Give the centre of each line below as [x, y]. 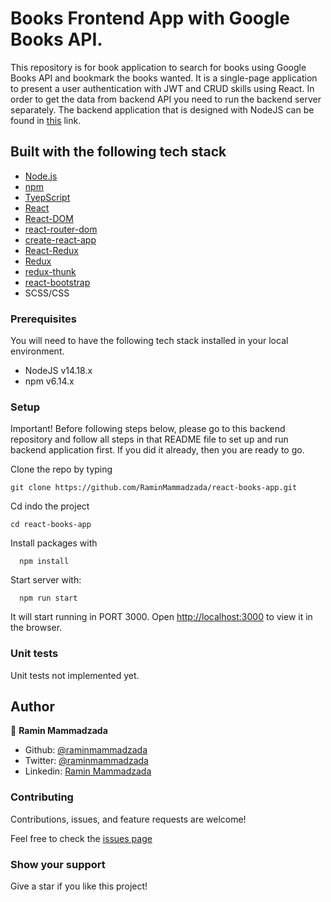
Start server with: [46, 580]
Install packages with [54, 543]
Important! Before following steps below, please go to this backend [148, 429]
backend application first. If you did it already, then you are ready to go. [157, 450]
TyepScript [47, 197]
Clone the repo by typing [61, 469]
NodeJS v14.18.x [58, 371]
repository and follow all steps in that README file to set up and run [149, 439]
